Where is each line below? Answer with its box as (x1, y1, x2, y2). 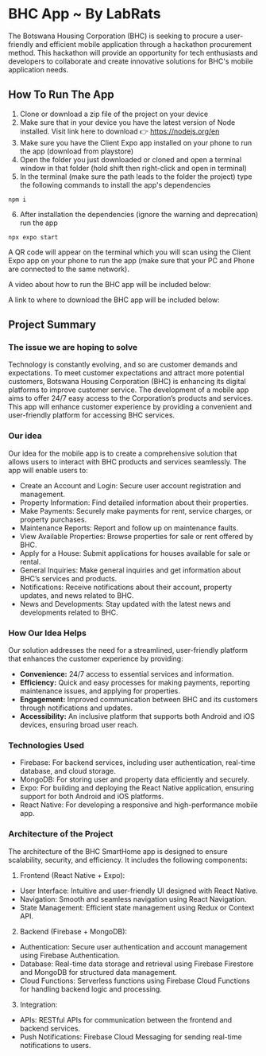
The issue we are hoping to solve (8, 342, 138, 353)
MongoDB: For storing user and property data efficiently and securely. (19, 775, 250, 784)
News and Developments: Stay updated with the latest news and (19, 599, 231, 608)
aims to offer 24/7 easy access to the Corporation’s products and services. (8, 394, 253, 403)
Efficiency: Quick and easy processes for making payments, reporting (19, 677, 250, 688)
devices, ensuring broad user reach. (19, 720, 139, 730)
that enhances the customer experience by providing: (8, 654, 184, 664)
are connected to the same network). (8, 264, 129, 274)
